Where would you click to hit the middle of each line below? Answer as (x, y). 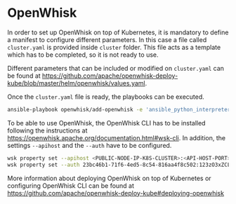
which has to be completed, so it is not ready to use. (83, 55)
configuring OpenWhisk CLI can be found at (71, 185)
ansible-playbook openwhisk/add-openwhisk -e (75, 109)
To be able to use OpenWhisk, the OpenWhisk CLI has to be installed (106, 123)
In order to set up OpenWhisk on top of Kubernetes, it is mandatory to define (118, 32)
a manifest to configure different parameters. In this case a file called (107, 39)
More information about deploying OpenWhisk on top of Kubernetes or (110, 178)
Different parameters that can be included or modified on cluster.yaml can (116, 68)
